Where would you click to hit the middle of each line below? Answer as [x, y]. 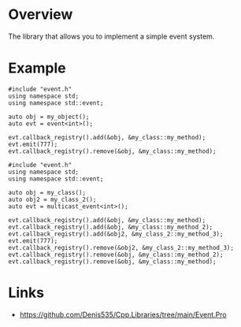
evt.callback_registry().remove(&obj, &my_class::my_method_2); [116, 255]
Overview [41, 15]
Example [37, 68]
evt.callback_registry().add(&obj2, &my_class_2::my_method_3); [116, 234]
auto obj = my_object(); [49, 117]
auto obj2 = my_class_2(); [52, 199]
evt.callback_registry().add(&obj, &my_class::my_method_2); [111, 227]
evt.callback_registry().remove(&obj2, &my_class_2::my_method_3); [121, 247]
